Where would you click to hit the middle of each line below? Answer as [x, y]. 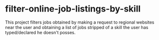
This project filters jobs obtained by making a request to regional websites [80, 22]
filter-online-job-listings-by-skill [73, 9]
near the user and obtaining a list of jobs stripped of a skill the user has [77, 27]
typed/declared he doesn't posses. [40, 32]
